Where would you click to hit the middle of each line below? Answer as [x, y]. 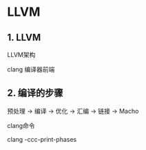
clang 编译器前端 [31, 69]
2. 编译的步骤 [35, 93]
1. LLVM [24, 37]
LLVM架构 [21, 55]
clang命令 [21, 125]
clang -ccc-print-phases [42, 139]
